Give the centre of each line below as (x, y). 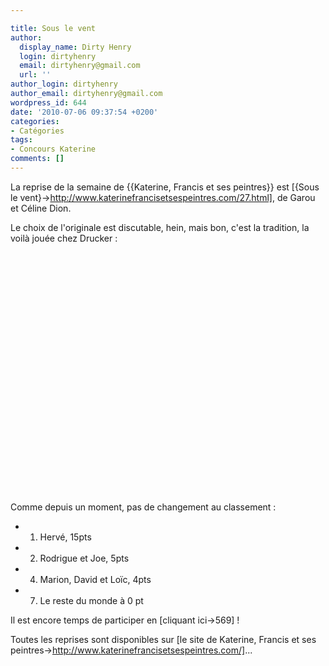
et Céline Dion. (41, 208)
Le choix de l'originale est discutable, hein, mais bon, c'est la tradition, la (160, 227)
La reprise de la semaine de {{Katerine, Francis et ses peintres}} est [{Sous (165, 187)
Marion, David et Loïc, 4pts (95, 579)
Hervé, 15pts (65, 537)
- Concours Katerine (53, 149)
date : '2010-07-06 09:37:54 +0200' (84, 112)
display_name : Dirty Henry (75, 47)
